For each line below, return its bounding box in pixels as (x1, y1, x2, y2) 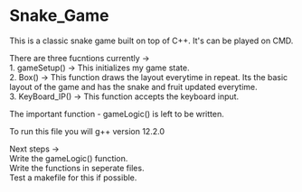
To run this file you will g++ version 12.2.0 (9, 125, 165, 136)
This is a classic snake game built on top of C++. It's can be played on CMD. (9, 35, 294, 46)
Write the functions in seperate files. (9, 162, 145, 173)
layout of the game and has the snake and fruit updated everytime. (9, 81, 258, 92)
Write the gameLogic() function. (9, 152, 128, 163)
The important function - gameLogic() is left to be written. (9, 108, 224, 119)
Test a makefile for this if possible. (9, 172, 137, 183)
